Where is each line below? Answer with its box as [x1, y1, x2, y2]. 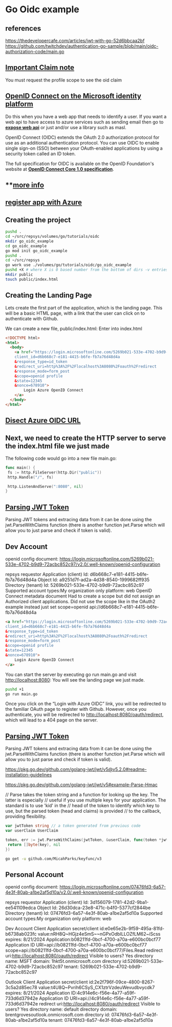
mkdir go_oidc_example [5, 238, 54, 244]
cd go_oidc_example [5, 243, 47, 249]
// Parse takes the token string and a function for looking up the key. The [5, 792, 158, 798]
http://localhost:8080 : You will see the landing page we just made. [5, 676, 145, 683]
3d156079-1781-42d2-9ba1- [90, 899, 149, 906]
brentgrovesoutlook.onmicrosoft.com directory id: [5, 1012, 111, 1018]
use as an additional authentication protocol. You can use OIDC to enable [5, 139, 160, 146]
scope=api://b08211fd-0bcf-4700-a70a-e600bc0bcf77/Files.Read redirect [5, 947, 163, 954]
